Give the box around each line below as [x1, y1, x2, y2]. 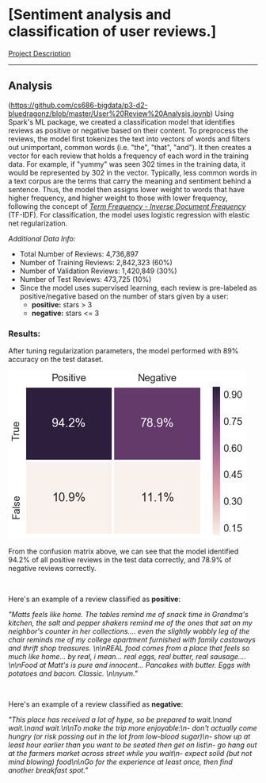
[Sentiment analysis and [8, 6, 172, 24]
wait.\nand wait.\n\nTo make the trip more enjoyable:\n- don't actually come [8, 723, 257, 733]
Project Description [8, 48, 71, 58]
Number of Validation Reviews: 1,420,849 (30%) [19, 266, 177, 276]
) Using [210, 109, 234, 118]
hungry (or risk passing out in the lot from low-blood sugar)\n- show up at [8, 732, 251, 742]
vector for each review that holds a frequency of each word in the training [8, 151, 249, 160]
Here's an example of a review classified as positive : [8, 594, 180, 604]
